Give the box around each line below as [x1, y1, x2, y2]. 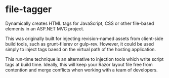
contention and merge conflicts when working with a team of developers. [5, 67, 158, 73]
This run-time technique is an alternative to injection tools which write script [5, 56, 164, 62]
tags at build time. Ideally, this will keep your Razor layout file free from [5, 61, 153, 67]
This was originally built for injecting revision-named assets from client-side [5, 35, 163, 42]
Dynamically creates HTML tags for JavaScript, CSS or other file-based [5, 20, 154, 26]
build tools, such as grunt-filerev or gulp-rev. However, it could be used [5, 41, 154, 47]
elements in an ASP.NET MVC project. [5, 25, 85, 31]
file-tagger [5, 4, 52, 15]
